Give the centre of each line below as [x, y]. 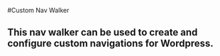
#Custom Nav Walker [38, 10]
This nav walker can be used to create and [103, 32]
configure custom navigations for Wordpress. [111, 44]
